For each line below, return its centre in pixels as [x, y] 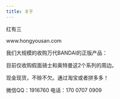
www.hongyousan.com [34, 40]
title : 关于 [20, 11]
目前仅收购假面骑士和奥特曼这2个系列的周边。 [61, 65]
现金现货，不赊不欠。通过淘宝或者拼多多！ [57, 77]
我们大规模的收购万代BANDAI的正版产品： [57, 53]
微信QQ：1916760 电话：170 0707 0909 [54, 90]
